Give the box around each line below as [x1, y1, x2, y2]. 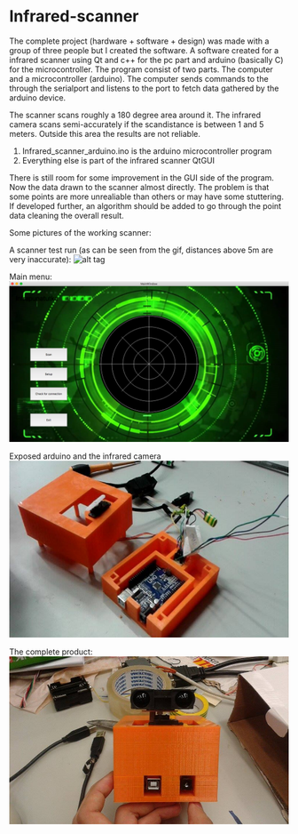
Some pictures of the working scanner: [9, 227, 152, 237]
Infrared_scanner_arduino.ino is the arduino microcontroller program [21, 145, 272, 156]
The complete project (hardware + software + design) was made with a [9, 36, 270, 46]
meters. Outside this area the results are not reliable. [9, 128, 201, 139]
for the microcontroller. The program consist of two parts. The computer [9, 64, 273, 75]
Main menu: [9, 271, 53, 282]
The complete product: [9, 646, 93, 657]
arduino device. [9, 92, 67, 103]
